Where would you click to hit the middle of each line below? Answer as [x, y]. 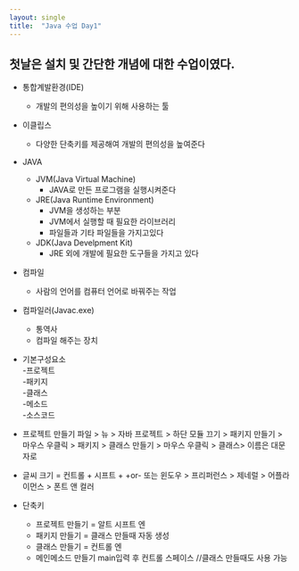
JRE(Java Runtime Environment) [95, 200]
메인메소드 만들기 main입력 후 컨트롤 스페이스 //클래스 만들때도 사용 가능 [162, 558]
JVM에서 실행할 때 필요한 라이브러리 [112, 222]
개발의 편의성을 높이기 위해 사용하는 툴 [102, 106]
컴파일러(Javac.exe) [58, 310]
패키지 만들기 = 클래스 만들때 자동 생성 [102, 535]
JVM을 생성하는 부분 [85, 211]
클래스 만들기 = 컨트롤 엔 [79, 547]
